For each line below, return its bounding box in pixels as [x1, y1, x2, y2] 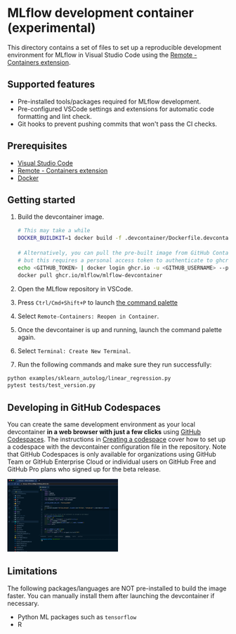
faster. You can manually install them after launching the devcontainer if [7, 591, 215, 600]
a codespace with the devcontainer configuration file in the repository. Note [7, 443, 227, 451]
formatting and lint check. [17, 112, 93, 120]
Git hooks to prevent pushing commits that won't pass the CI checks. [17, 120, 218, 128]
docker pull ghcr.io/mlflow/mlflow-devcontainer [17, 272, 163, 279]
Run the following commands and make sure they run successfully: [17, 360, 212, 369]
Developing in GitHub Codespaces [7, 401, 161, 413]
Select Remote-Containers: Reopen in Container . [17, 312, 159, 320]
